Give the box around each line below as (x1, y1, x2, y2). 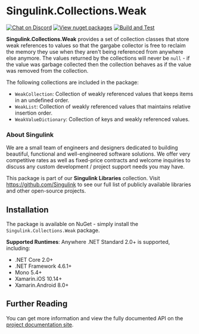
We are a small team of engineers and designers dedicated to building (6, 144, 178, 151)
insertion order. (14, 109, 52, 116)
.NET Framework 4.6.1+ (14, 262, 72, 270)
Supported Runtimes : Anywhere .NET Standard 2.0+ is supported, (6, 239, 170, 246)
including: (6, 245, 31, 252)
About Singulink (6, 130, 54, 138)
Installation (6, 205, 49, 215)
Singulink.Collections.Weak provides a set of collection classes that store (6, 35, 189, 42)
